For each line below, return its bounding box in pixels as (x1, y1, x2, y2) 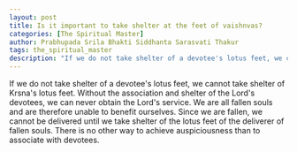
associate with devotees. (9, 134, 100, 145)
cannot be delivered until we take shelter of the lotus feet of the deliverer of (9, 116, 285, 126)
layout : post (9, 12, 57, 22)
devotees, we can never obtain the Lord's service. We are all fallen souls (9, 97, 273, 107)
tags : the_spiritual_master (9, 46, 113, 55)
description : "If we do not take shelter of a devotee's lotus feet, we (9, 54, 283, 63)
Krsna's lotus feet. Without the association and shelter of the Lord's (9, 87, 255, 98)
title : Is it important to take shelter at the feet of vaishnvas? (9, 21, 263, 30)
